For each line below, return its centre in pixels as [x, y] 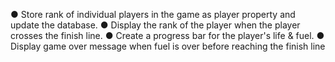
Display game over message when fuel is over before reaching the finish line [168, 46]
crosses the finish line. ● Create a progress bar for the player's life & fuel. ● [167, 35]
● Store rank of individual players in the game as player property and [153, 14]
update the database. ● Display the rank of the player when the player [155, 25]
